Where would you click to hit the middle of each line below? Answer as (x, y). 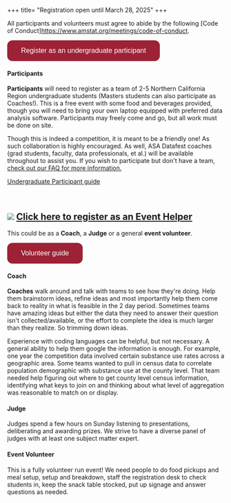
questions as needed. (38, 492)
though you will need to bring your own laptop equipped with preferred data (115, 111)
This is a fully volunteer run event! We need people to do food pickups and (113, 470)
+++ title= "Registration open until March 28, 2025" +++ (87, 10)
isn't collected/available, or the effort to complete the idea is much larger (110, 321)
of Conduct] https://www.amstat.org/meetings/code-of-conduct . (98, 31)
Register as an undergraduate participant (83, 50)
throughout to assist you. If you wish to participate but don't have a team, (111, 161)
